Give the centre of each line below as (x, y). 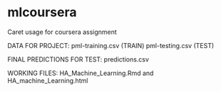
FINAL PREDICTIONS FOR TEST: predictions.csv (78, 59)
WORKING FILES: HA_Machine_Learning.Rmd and (81, 73)
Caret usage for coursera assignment (62, 32)
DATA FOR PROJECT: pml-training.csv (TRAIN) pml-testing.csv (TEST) (111, 45)
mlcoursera (42, 12)
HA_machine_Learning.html (48, 80)
